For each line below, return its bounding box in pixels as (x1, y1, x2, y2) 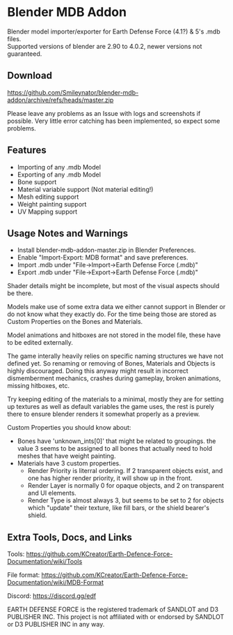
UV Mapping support (17, 207, 78, 216)
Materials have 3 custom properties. (17, 459, 121, 468)
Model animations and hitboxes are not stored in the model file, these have (7, 331, 221, 339)
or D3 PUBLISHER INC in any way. (7, 620, 105, 629)
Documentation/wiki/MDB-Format (7, 578, 104, 587)
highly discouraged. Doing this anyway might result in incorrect (7, 367, 189, 375)
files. (7, 34, 22, 43)
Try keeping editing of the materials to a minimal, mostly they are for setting (7, 395, 224, 403)
